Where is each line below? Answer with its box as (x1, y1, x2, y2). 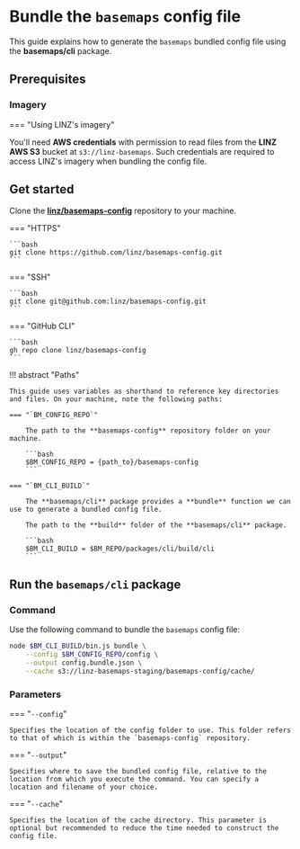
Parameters (9, 688, 61, 701)
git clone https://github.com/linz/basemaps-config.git (9, 248, 223, 257)
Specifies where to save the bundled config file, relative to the (9, 766, 268, 775)
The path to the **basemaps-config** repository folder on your (25, 426, 271, 435)
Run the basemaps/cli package (9, 576, 181, 592)
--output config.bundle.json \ (25, 658, 143, 667)
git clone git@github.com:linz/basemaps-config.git (9, 297, 207, 307)
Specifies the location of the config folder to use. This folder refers (9, 726, 292, 735)
